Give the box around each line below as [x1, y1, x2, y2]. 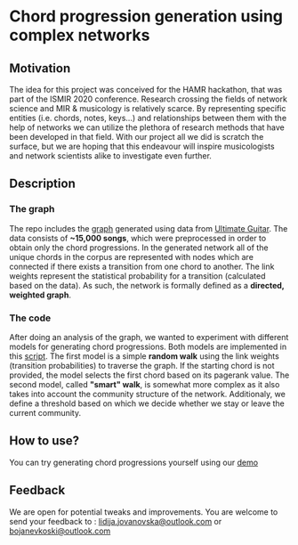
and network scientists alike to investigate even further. [9, 150, 212, 161]
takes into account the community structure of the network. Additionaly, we [9, 388, 286, 399]
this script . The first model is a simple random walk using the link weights [9, 350, 280, 362]
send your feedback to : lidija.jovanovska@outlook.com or [9, 516, 222, 526]
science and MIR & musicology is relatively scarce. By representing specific [9, 103, 286, 113]
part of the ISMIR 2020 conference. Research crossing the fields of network [9, 94, 287, 104]
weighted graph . [9, 289, 71, 300]
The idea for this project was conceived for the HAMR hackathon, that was [9, 85, 283, 94]
